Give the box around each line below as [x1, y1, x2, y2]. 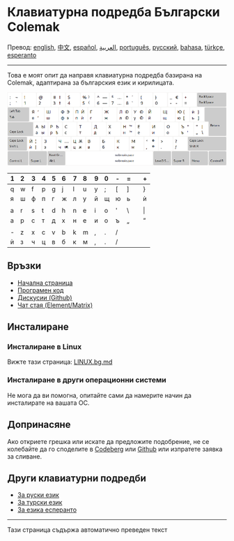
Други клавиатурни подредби [7, 472, 146, 484]
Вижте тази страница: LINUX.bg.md [7, 357, 113, 366]
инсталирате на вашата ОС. [7, 399, 90, 407]
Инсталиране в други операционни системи [7, 375, 166, 385]
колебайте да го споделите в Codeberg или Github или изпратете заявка [7, 445, 223, 453]
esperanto [7, 50, 37, 59]
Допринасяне [7, 419, 71, 431]
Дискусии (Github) [17, 293, 72, 302]
